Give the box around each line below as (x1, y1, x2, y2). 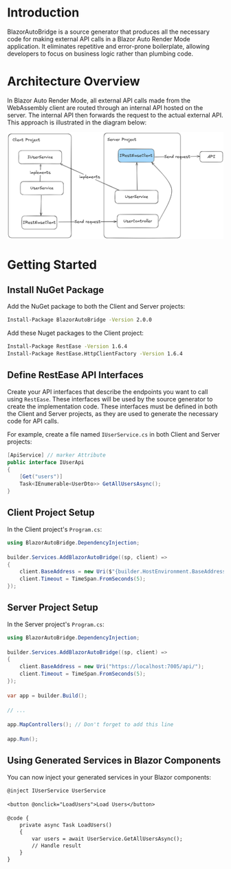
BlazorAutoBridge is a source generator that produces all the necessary (7, 27, 210, 36)
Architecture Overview (7, 74, 140, 89)
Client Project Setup (7, 507, 95, 518)
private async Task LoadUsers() (19, 822, 112, 828)
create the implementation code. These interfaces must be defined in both (7, 402, 218, 410)
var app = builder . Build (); (7, 692, 88, 699)
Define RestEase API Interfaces (7, 369, 144, 381)
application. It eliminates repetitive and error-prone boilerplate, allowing (7, 42, 210, 50)
